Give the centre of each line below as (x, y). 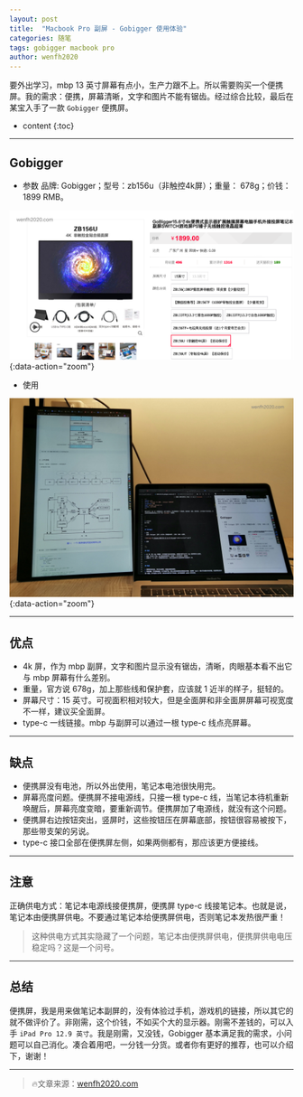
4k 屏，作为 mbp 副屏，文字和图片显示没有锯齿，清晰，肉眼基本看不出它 (157, 666)
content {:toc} (48, 126)
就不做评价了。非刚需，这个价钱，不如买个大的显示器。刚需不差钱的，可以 (147, 1022)
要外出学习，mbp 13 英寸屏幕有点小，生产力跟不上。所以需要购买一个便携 (147, 85)
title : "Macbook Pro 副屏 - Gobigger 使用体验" (98, 28)
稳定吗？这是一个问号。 (75, 947)
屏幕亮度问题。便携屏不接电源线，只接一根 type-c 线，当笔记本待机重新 (156, 797)
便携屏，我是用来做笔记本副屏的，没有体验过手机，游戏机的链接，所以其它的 (151, 1010)
